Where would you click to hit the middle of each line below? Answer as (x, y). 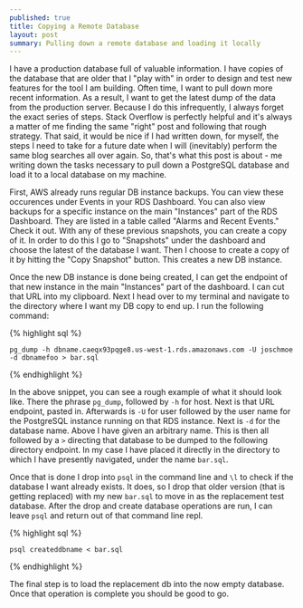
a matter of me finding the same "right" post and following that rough (138, 127)
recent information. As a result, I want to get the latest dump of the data (142, 98)
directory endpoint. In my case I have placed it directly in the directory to (145, 450)
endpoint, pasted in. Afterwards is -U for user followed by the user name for (150, 411)
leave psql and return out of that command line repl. (106, 516)
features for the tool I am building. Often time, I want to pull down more (141, 88)
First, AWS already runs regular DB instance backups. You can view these (147, 192)
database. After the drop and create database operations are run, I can (141, 506)
